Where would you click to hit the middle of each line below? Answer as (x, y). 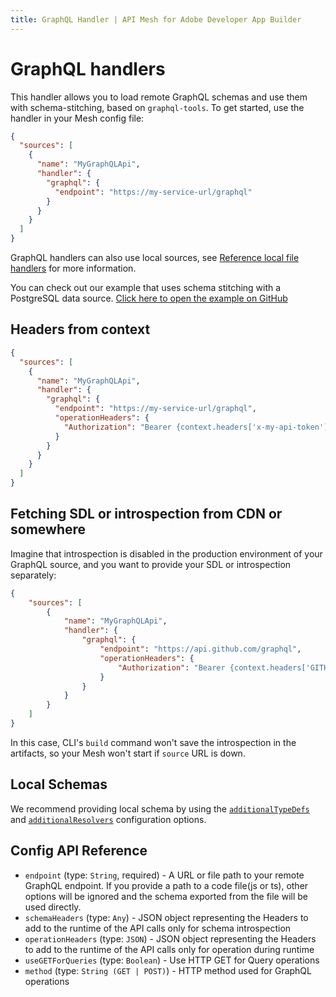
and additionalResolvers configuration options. (108, 819)
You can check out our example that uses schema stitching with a (146, 288)
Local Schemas (59, 784)
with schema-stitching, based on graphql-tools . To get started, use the (157, 107)
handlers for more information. (73, 268)
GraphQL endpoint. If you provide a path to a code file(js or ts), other (166, 885)
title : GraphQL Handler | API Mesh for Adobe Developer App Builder (156, 19)
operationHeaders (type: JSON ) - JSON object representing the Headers (170, 938)
